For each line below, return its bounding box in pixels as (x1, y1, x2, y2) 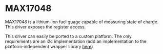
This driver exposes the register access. (5, 24, 86, 29)
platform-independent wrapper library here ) (5, 43, 93, 49)
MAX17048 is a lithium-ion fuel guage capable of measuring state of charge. (5, 19, 159, 25)
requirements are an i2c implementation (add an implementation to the (5, 38, 147, 44)
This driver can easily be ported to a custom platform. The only (5, 33, 132, 39)
